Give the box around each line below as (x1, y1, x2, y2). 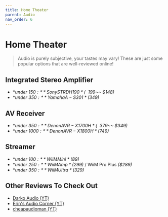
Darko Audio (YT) (12, 195, 50, 201)
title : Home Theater (5, 7, 49, 13)
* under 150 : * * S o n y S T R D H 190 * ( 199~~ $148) (12, 89, 115, 95)
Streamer (5, 142, 35, 151)
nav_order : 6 (5, 17, 33, 22)
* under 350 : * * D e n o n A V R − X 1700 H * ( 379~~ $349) (12, 122, 128, 128)
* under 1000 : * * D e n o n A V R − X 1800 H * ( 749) (12, 128, 109, 134)
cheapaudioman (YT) (12, 206, 57, 212)
